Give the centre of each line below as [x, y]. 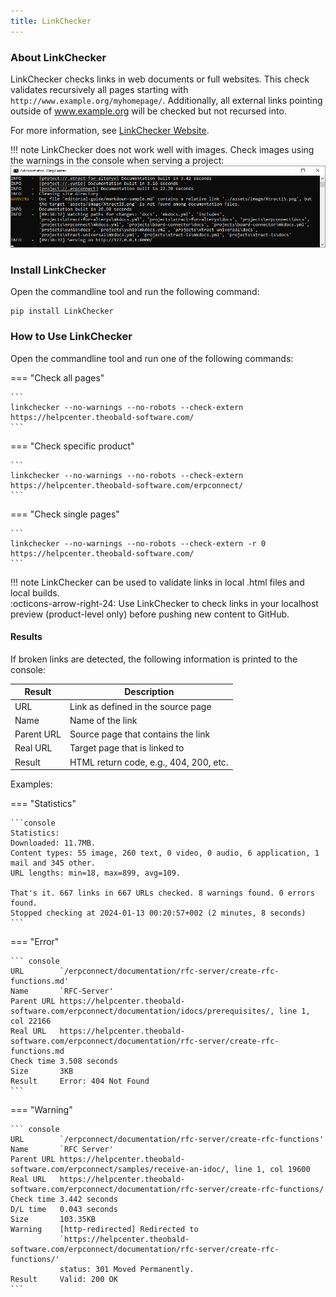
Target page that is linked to [127, 748]
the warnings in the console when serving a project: [117, 160]
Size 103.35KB [53, 1220]
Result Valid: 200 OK [64, 1280]
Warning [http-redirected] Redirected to [104, 1230]
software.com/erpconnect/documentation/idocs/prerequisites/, [142, 1011]
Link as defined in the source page [140, 706]
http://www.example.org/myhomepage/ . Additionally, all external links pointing [166, 100]
